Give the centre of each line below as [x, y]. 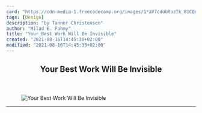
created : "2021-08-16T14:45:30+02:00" [55, 39]
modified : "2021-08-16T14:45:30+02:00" [56, 45]
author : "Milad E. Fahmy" [38, 28]
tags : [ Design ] [25, 17]
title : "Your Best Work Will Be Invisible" [62, 34]
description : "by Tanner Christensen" [55, 23]
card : [13, 12]
